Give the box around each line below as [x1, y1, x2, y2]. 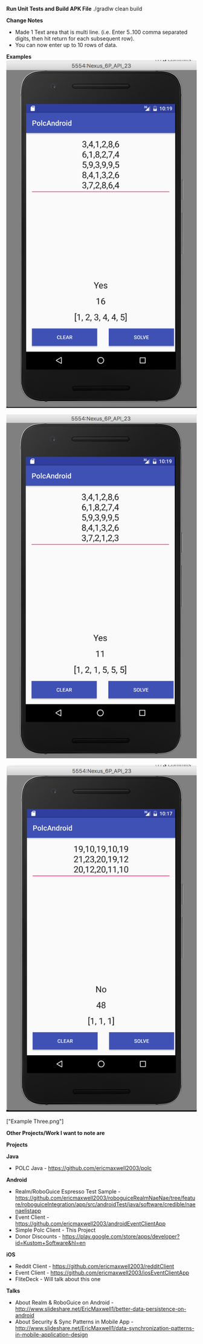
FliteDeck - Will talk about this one [14, 1276, 101, 1283]
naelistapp [14, 1207, 41, 1215]
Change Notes [6, 17, 43, 24]
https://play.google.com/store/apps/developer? [62, 1233, 180, 1240]
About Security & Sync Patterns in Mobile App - [14, 1318, 134, 1325]
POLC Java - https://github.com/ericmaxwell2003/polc [14, 1165, 152, 1172]
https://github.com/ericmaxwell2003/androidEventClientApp [14, 1220, 166, 1227]
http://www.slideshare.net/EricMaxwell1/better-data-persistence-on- [14, 1305, 187, 1313]
